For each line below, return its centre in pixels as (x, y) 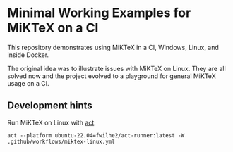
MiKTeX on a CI (53, 28)
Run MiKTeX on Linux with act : (52, 122)
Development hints (50, 106)
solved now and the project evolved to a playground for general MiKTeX (112, 76)
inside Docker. (28, 55)
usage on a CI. (28, 83)
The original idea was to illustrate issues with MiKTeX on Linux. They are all (116, 68)
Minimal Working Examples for (99, 13)
